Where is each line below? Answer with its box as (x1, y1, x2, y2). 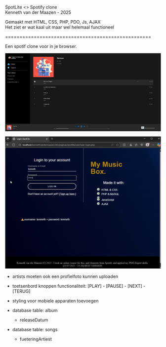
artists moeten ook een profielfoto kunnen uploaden (12, 273, 119, 279)
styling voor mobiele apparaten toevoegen (12, 298, 99, 304)
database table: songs (12, 326, 58, 332)
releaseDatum (19, 317, 48, 323)
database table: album (12, 307, 58, 313)
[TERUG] (12, 288, 31, 294)
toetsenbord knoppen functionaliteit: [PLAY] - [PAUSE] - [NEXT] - (12, 283, 146, 289)
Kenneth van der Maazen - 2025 (5, 9, 72, 15)
